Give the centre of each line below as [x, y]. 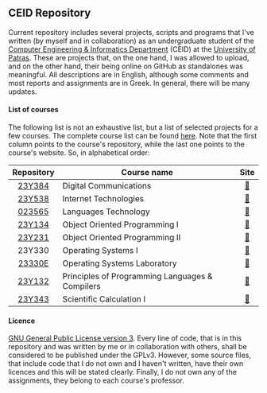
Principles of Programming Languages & [137, 276]
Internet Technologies [103, 199]
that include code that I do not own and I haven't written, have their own [126, 364]
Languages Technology [106, 212]
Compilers [81, 286]
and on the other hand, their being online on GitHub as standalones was [126, 66]
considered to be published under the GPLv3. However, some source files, [130, 355]
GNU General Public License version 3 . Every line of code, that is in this [125, 338]
